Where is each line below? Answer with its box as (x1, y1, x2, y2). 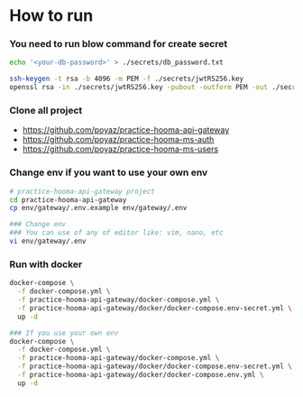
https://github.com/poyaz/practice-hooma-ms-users (22, 143, 219, 154)
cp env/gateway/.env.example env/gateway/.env (9, 204, 188, 213)
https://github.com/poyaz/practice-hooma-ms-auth (22, 134, 215, 145)
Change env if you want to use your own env (9, 166, 208, 179)
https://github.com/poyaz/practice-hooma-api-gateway (22, 125, 230, 135)
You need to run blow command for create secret (9, 38, 228, 51)
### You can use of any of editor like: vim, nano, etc (9, 228, 224, 237)
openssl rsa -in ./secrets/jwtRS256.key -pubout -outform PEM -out (9, 83, 269, 92)
